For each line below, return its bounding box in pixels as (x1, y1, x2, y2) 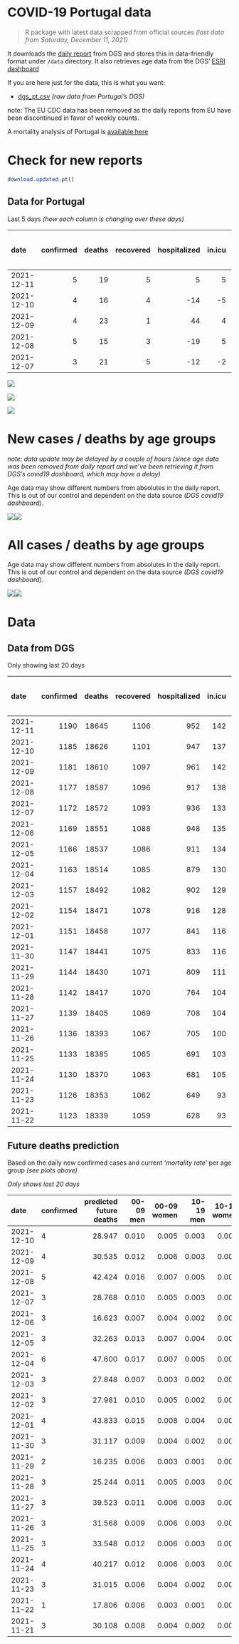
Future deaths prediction (7, 1139, 119, 1152)
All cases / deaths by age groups (7, 536, 205, 553)
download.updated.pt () (7, 175, 75, 183)
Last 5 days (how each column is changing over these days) (7, 215, 185, 223)
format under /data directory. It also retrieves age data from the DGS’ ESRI (7, 56, 225, 65)
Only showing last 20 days (7, 661, 85, 670)
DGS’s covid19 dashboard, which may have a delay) (7, 469, 161, 478)
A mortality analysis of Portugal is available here (7, 127, 149, 136)
